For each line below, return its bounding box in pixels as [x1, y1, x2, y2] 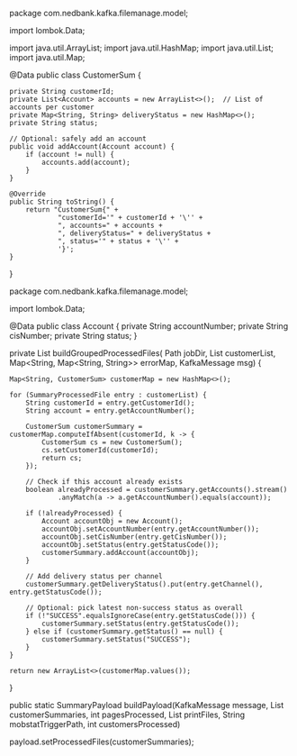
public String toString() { [9, 197, 115, 206]
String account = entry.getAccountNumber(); [25, 406, 195, 415]
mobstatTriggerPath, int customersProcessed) [9, 719, 181, 729]
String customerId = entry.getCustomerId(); [25, 398, 195, 407]
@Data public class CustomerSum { [9, 69, 141, 80]
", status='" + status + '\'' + [57, 237, 179, 246]
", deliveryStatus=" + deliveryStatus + [57, 229, 211, 238]
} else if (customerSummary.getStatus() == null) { [25, 627, 223, 636]
